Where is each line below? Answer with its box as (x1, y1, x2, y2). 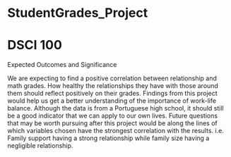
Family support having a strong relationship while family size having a (7, 134, 210, 142)
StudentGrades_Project (7, 5, 148, 21)
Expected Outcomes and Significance (7, 61, 117, 69)
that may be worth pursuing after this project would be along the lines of (7, 119, 218, 127)
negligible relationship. (7, 142, 73, 150)
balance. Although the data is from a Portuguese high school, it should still (7, 104, 224, 113)
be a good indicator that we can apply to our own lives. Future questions (7, 111, 218, 120)
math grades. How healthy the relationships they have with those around (7, 82, 219, 90)
